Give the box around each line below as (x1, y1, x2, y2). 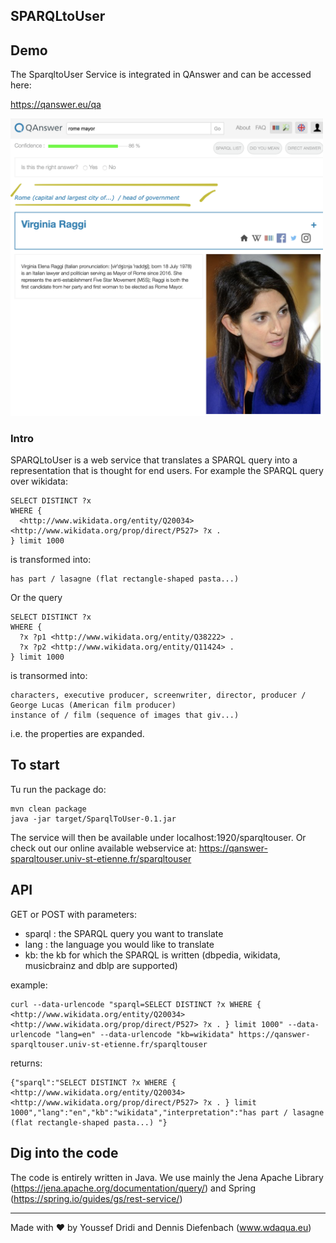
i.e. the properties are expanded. (10, 728, 145, 740)
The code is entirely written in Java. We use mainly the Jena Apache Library (10, 1171, 324, 1183)
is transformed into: (10, 554, 92, 566)
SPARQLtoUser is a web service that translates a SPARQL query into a (10, 454, 298, 466)
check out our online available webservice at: (10, 842, 197, 854)
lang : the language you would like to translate (24, 938, 215, 950)
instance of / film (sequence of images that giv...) (10, 710, 240, 721)
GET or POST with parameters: (10, 908, 138, 920)
